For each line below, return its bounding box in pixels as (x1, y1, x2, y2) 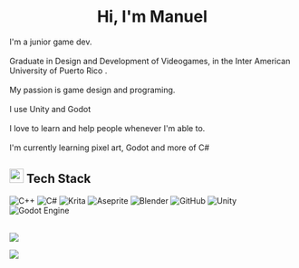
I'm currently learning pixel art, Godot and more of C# (9, 142, 210, 153)
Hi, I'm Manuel (96, 6, 208, 27)
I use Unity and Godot (9, 103, 92, 114)
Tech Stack (25, 171, 92, 187)
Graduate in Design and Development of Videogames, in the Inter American (9, 55, 291, 66)
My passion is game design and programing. (9, 84, 176, 95)
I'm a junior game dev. (9, 36, 92, 47)
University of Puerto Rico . (9, 65, 108, 76)
